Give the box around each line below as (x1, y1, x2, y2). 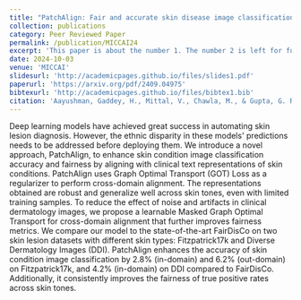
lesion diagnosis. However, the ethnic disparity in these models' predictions (9, 131, 288, 141)
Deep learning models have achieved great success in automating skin (9, 121, 271, 132)
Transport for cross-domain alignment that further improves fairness (9, 216, 262, 227)
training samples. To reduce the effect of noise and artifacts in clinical (9, 197, 267, 208)
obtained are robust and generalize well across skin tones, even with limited (9, 187, 289, 198)
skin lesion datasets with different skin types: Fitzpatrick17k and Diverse (9, 235, 276, 246)
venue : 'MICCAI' (9, 64, 70, 73)
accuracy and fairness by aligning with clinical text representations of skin (9, 159, 283, 170)
